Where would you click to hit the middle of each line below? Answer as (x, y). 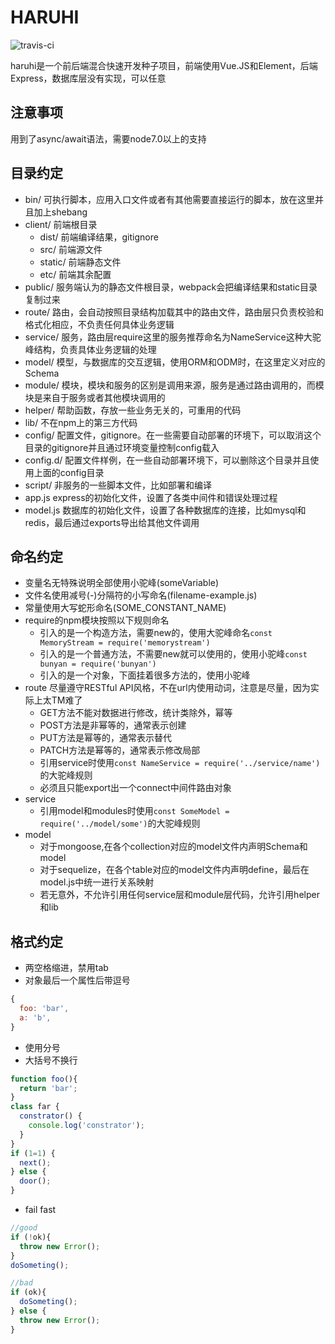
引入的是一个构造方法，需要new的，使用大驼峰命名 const (156, 633)
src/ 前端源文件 (71, 249)
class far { (35, 1107)
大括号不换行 (51, 1060)
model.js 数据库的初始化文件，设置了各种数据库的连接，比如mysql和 (165, 510)
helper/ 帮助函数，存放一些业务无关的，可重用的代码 (133, 410)
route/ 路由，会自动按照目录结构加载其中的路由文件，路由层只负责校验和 (174, 312)
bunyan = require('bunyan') (98, 664)
